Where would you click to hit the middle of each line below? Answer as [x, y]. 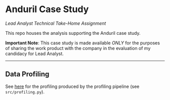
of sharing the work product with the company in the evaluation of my [78, 48]
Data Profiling [27, 74]
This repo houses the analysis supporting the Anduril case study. [73, 33]
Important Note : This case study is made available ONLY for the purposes [83, 43]
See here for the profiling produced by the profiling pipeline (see [72, 86]
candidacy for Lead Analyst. [35, 54]
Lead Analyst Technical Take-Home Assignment [56, 23]
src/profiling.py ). [25, 91]
